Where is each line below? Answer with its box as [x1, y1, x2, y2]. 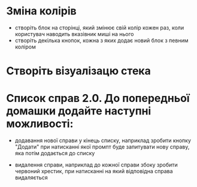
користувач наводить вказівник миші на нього [14, 30, 134, 37]
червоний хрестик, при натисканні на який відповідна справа [14, 168, 173, 175]
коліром [14, 43, 36, 50]
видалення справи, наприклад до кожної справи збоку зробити [14, 161, 178, 168]
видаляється [14, 174, 48, 181]
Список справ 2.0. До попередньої [6, 92, 190, 105]
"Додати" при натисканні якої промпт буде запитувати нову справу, [14, 143, 190, 150]
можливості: [6, 117, 74, 131]
